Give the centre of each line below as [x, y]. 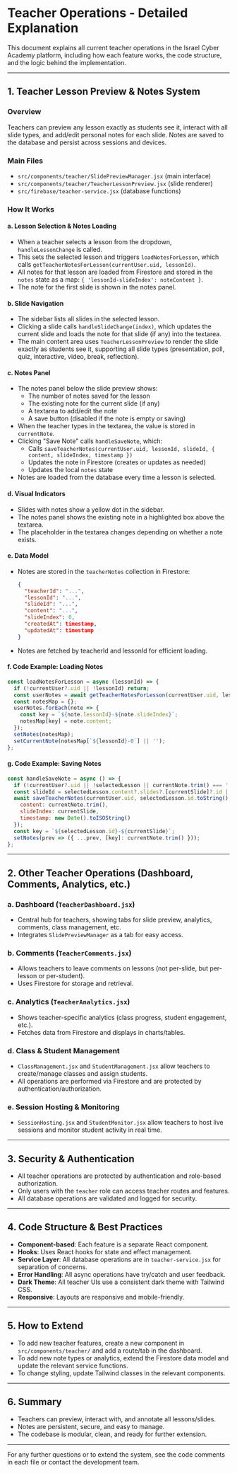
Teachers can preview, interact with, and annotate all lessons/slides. [117, 1419]
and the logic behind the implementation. [67, 62]
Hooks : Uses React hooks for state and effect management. [105, 1251]
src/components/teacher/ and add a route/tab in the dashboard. [110, 1351]
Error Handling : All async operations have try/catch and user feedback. [121, 1274]
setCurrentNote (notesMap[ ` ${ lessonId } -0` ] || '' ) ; [90, 741]
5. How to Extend [45, 1326]
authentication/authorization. [60, 1089]
